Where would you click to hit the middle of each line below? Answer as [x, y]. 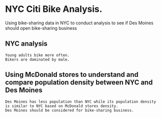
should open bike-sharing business [41, 28]
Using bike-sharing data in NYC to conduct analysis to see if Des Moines [79, 23]
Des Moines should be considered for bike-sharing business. [70, 110]
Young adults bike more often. [37, 55]
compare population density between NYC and [79, 83]
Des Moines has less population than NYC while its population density [80, 102]
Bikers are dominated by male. [37, 59]
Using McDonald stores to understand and [72, 75]
